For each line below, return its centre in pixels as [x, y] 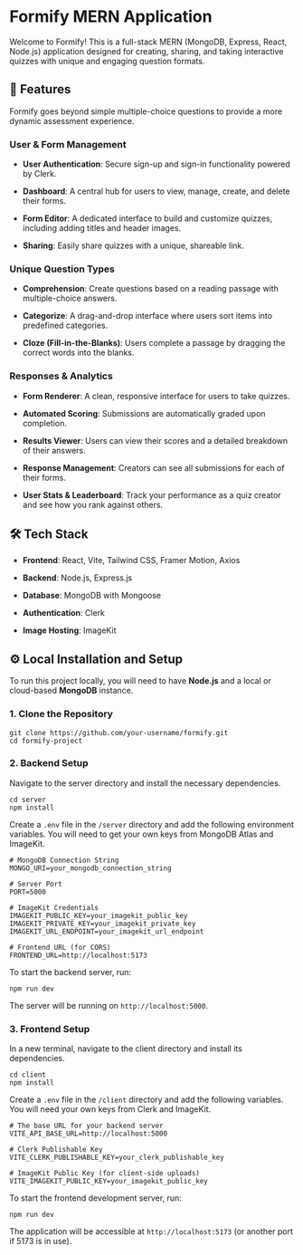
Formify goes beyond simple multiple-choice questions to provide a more [146, 111]
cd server [28, 800]
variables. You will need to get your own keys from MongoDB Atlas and [142, 834]
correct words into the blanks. [78, 353]
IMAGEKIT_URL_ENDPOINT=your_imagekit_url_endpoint [107, 931]
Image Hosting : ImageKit [69, 630]
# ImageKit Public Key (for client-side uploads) [105, 1174]
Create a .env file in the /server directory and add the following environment [152, 824]
